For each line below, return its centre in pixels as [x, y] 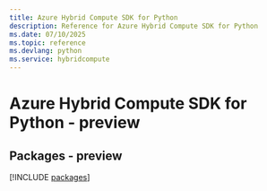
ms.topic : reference [48, 43]
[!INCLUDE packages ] [50, 177]
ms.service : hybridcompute [60, 59]
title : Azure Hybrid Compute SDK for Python [94, 17]
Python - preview [75, 123]
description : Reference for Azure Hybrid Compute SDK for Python [133, 26]
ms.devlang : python [46, 51]
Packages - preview [66, 156]
